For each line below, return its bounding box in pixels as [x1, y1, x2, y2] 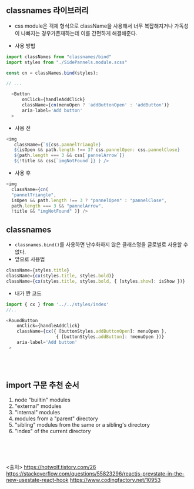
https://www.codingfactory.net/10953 [69, 476, 161, 483]
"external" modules [14, 402, 62, 410]
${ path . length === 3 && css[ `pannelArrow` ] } [14, 152, 125, 159]
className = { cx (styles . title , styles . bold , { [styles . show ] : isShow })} [6, 278, 185, 284]
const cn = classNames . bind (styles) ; [6, 70, 99, 76]
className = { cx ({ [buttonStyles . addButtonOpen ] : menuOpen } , [16, 329, 167, 334]
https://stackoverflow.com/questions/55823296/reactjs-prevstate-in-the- [6, 470, 185, 477]
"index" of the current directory [14, 427, 91, 434]
